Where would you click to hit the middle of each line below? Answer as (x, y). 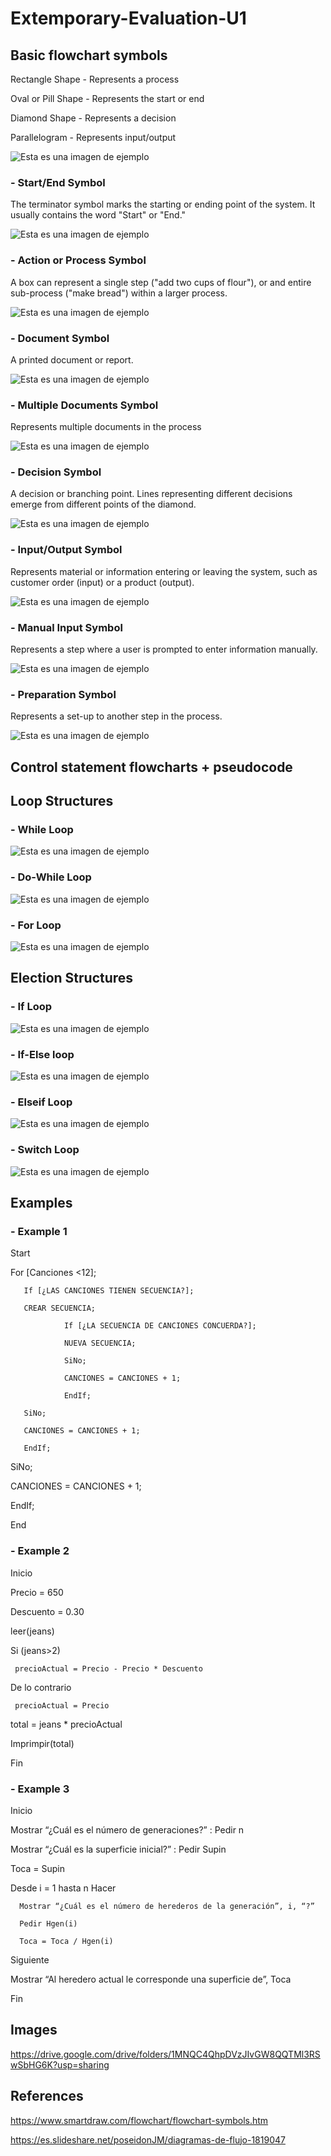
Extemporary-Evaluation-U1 (128, 18)
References (47, 2096)
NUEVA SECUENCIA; (100, 1343)
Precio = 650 (37, 1592)
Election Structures (72, 978)
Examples (41, 1203)
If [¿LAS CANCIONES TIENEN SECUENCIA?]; (109, 1291)
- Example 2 (40, 1551)
